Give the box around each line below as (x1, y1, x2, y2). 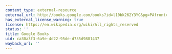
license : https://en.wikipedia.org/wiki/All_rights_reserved (5, 22, 139, 27)
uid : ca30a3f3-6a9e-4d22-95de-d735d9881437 (5, 37, 100, 42)
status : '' (5, 27, 29, 32)
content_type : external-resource (5, 7, 77, 13)
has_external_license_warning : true (5, 17, 83, 22)
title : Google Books (5, 31, 50, 37)
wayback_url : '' (5, 41, 40, 46)
